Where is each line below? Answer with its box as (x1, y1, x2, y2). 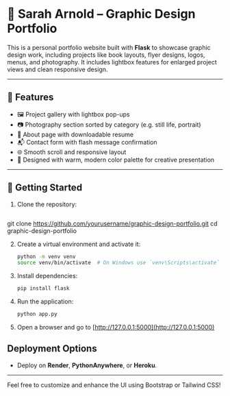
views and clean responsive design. (7, 65, 108, 73)
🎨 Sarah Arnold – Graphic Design (7, 6, 196, 22)
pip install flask (16, 285, 70, 292)
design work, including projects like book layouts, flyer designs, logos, (7, 51, 205, 59)
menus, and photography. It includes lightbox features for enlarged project (7, 58, 217, 66)
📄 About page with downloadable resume (16, 130, 134, 138)
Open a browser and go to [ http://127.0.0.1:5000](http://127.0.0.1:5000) (16, 323, 215, 332)
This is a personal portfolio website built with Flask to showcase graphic (7, 43, 211, 51)
